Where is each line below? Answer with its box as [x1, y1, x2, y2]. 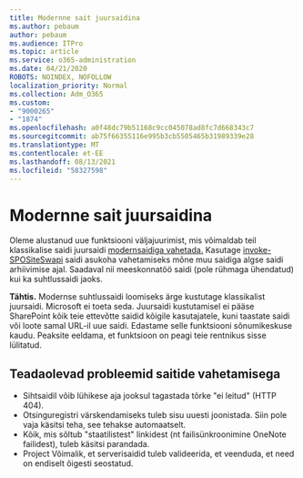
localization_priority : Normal [9, 81, 128, 90]
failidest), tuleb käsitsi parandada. [22, 439, 150, 450]
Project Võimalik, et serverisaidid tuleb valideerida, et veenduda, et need [22, 448, 295, 460]
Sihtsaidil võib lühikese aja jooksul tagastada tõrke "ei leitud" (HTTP [22, 391, 278, 402]
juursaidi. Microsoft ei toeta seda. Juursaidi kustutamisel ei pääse [9, 301, 255, 312]
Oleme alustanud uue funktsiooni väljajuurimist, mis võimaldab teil [9, 235, 257, 246]
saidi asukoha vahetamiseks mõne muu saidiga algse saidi [65, 254, 284, 265]
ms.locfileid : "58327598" [9, 166, 107, 175]
